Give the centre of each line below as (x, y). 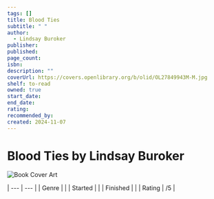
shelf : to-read (29, 84)
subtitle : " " (28, 26)
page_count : (24, 58)
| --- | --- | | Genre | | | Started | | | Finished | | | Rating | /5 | (91, 188)
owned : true (24, 90)
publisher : (23, 45)
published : (23, 52)
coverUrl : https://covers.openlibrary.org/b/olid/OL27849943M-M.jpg (107, 77)
